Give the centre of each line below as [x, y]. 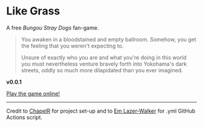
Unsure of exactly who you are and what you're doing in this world [104, 57]
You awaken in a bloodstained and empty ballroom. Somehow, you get [108, 39]
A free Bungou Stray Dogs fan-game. [53, 28]
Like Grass [33, 11]
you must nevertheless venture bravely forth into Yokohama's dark [104, 64]
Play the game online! [33, 93]
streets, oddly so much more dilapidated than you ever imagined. [102, 70]
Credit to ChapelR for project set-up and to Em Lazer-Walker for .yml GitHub [101, 111]
